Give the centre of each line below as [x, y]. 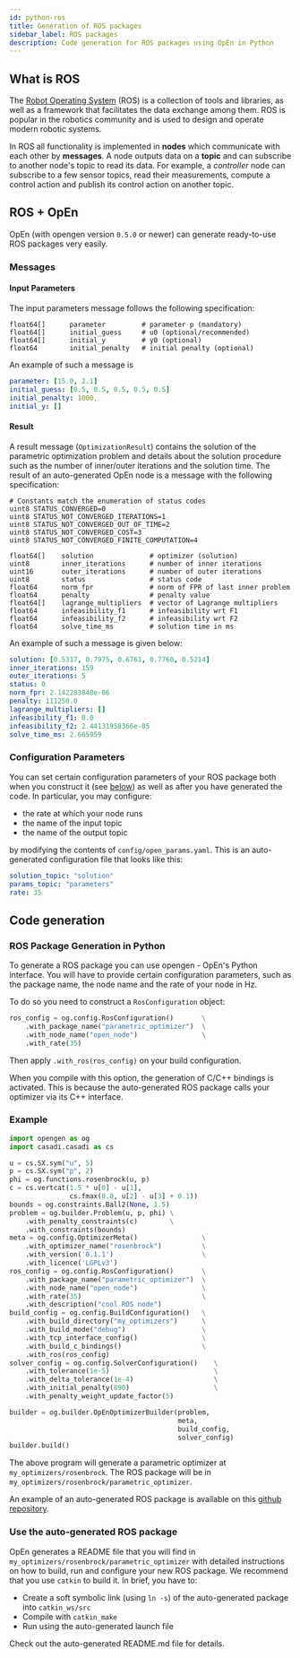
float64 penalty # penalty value [110, 595]
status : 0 [28, 685]
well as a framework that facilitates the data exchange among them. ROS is [148, 110]
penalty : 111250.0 [43, 701]
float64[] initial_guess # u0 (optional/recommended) [130, 332]
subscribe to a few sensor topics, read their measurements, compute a [140, 175]
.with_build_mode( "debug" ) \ [116, 1330]
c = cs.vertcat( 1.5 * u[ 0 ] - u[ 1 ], [76, 1188]
